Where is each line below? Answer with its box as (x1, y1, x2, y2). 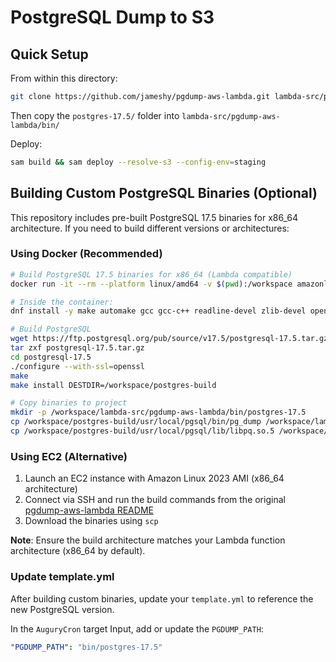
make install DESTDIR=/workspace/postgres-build (10, 380, 217, 390)
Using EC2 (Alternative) (10, 449, 128, 463)
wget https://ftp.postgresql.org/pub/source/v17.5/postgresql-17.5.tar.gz (10, 334, 329, 344)
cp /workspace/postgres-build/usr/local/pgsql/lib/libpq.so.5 (10, 426, 275, 436)
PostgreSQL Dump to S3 (10, 6, 215, 29)
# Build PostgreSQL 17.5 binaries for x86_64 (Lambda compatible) (10, 269, 293, 280)
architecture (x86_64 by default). (10, 545, 146, 557)
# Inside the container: (10, 297, 114, 307)
